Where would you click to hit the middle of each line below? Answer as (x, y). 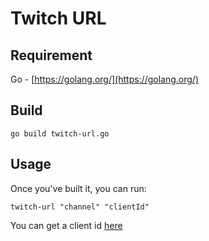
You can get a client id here (66, 225)
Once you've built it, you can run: (78, 188)
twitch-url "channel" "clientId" (80, 207)
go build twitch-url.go (60, 133)
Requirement (51, 55)
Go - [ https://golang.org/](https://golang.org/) (105, 79)
